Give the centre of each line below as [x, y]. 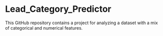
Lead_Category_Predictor [58, 9]
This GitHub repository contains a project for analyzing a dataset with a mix [81, 23]
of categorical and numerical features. [44, 28]
